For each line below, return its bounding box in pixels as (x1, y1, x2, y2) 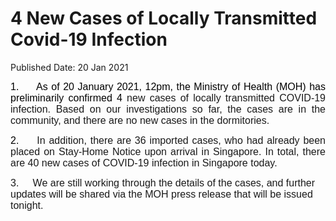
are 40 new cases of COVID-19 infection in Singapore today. (10, 157, 278, 169)
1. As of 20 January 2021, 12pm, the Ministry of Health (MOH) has (10, 80, 327, 92)
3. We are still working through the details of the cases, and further (10, 177, 316, 189)
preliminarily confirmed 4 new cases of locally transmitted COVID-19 (10, 92, 327, 104)
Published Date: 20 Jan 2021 (10, 61, 129, 73)
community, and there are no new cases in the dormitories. (10, 114, 270, 126)
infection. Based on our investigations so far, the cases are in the (10, 103, 327, 115)
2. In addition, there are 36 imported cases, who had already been (10, 134, 326, 146)
